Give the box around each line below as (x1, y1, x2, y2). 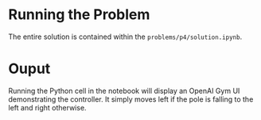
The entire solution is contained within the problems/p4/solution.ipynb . (8, 32, 243, 41)
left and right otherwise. (8, 103, 87, 112)
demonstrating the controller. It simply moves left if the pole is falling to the (8, 94, 254, 104)
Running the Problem (8, 6, 150, 24)
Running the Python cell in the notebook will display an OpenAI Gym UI (8, 86, 240, 95)
